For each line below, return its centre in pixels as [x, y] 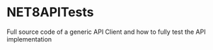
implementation [29, 39]
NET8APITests [50, 12]
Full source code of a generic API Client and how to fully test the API [106, 32]
